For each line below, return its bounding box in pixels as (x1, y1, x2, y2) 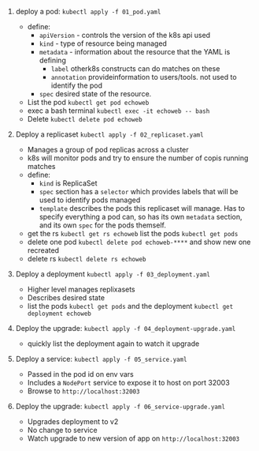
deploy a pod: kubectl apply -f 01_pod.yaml (15, 7, 161, 16)
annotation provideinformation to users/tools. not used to (50, 73, 238, 81)
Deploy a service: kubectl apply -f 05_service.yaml (15, 355, 187, 363)
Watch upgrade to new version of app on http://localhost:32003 (27, 434, 240, 443)
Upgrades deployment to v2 (27, 417, 119, 426)
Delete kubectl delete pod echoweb (27, 115, 143, 123)
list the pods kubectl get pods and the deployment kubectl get (27, 302, 234, 310)
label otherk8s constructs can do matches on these (50, 64, 220, 73)
